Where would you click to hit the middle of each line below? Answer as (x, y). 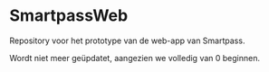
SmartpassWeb (69, 16)
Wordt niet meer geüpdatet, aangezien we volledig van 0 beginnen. (135, 58)
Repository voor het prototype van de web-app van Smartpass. (127, 40)
